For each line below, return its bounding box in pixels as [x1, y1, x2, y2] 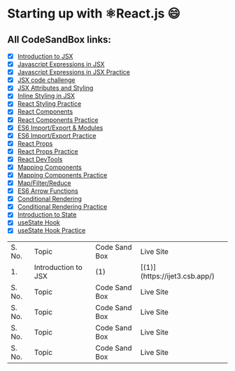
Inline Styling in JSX [17, 92, 76, 100]
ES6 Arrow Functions [17, 187, 78, 195]
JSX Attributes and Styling [17, 83, 94, 93]
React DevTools [17, 155, 63, 163]
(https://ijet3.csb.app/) [140, 271, 215, 281]
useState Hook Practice [17, 227, 86, 235]
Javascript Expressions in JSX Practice [17, 68, 131, 76]
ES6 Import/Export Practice [17, 131, 97, 140]
